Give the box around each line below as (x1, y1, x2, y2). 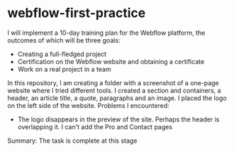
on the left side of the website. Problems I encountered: (7, 101, 170, 109)
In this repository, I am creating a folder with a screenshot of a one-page (7, 78, 220, 87)
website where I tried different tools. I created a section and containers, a (7, 86, 221, 94)
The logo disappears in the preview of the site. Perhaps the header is (17, 115, 220, 124)
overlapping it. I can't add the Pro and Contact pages (17, 122, 172, 131)
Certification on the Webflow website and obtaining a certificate (17, 57, 205, 65)
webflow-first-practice (7, 5, 146, 21)
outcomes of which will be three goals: (7, 36, 121, 44)
